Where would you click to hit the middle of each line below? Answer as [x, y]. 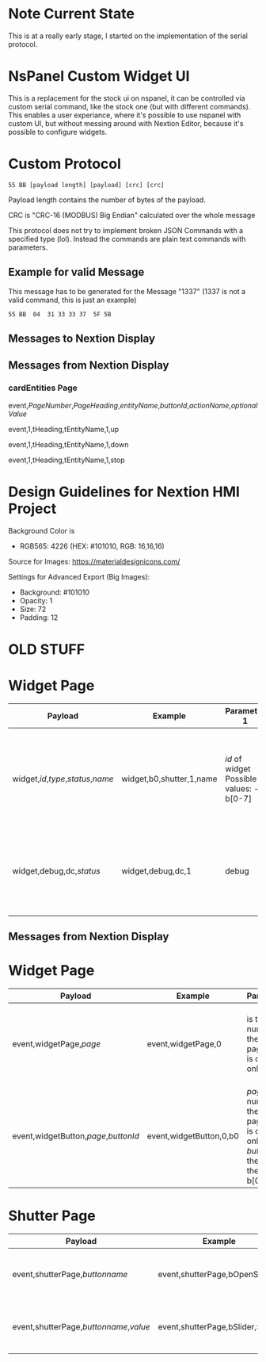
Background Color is [42, 530]
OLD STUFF [47, 649]
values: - [242, 788]
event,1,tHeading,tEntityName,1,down [68, 444]
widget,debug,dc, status [56, 870]
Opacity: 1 [36, 600]
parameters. [28, 247]
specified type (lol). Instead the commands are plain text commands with [127, 239]
